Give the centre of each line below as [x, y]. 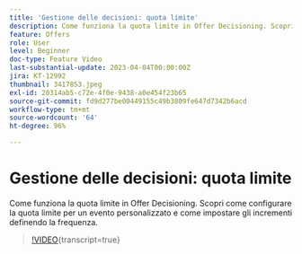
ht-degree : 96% [38, 127]
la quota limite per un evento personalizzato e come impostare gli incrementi [151, 213]
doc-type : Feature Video [56, 59]
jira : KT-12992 [38, 76]
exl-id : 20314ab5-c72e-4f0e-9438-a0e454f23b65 [98, 92]
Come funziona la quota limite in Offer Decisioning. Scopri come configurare [151, 203]
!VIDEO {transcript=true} [76, 240]
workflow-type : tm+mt [50, 109]
